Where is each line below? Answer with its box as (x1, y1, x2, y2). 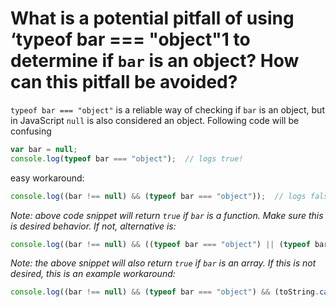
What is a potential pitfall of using (10, 7, 295, 30)
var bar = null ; (10, 144, 78, 154)
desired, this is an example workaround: (10, 268, 176, 280)
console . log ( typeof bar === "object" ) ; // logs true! (10, 153, 244, 164)
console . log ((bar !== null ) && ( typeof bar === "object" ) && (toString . (10, 287, 320, 297)
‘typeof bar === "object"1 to (10, 28, 251, 51)
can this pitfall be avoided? (10, 71, 238, 94)
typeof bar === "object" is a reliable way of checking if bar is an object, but (10, 103, 325, 116)
